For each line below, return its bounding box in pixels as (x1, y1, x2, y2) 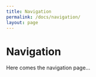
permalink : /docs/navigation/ (6, 14, 81, 20)
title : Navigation (6, 8, 52, 15)
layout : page (6, 19, 39, 25)
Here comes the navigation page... (6, 64, 91, 71)
